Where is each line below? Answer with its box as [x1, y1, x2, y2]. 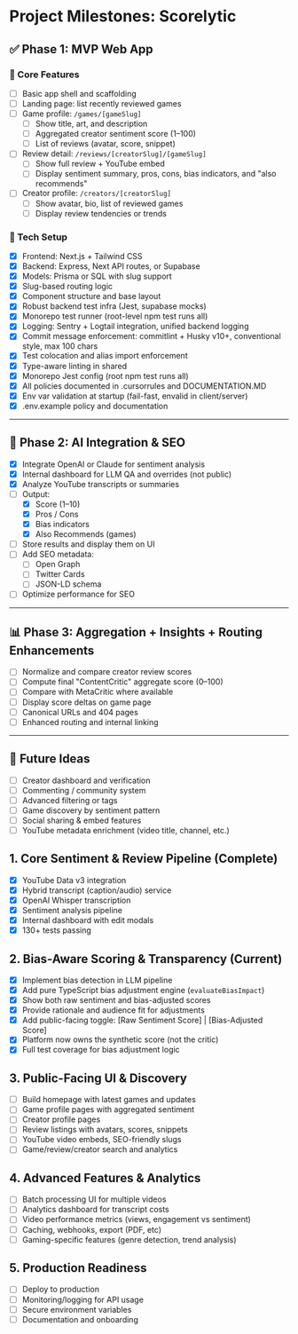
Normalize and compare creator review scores [21, 667, 192, 677]
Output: [21, 488, 51, 499]
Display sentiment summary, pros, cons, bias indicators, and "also [35, 169, 277, 179]
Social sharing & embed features [21, 815, 142, 825]
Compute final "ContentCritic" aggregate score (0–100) [21, 676, 223, 687]
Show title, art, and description [35, 118, 148, 130]
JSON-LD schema [35, 579, 102, 589]
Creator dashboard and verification [21, 775, 151, 785]
